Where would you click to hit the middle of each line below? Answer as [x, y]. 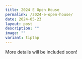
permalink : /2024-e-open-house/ [39, 14]
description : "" [22, 28]
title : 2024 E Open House [32, 10]
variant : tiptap [22, 38]
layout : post [19, 24]
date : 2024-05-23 [23, 19]
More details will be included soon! [41, 52]
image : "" [16, 33]
